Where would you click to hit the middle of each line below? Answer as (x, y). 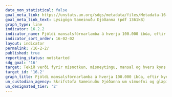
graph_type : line (24, 24)
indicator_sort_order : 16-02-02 (40, 39)
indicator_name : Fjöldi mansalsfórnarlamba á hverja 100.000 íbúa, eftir (86, 34)
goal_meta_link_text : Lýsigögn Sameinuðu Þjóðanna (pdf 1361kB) (75, 20)
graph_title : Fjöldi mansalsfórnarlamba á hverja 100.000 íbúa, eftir (82, 77)
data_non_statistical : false (36, 10)
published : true (23, 53)
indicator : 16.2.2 (25, 29)
